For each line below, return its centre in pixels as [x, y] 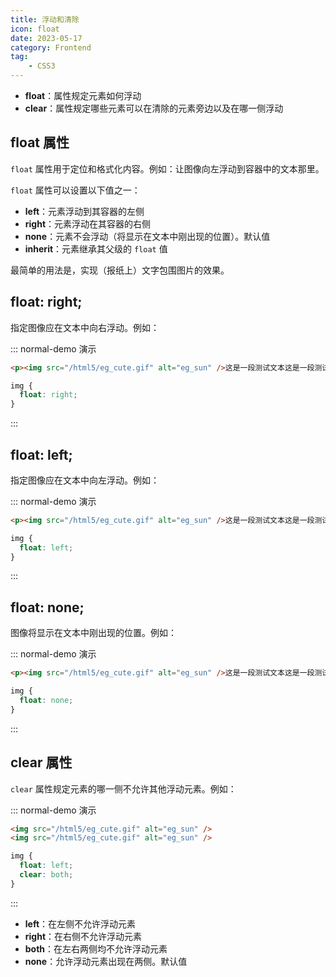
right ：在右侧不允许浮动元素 [83, 936]
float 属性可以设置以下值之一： [75, 190]
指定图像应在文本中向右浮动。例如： [85, 327]
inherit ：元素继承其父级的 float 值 [96, 248]
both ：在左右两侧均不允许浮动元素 [96, 948]
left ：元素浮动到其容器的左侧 [84, 211]
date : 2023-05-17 [46, 38]
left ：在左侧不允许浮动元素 [80, 923]
